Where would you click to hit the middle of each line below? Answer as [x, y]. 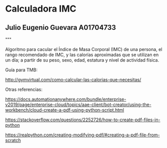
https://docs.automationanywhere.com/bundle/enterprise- [66, 99]
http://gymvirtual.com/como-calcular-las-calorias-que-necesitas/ [73, 80]
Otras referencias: [24, 89]
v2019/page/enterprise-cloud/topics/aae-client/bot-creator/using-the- [78, 105]
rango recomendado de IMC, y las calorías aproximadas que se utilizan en [82, 55]
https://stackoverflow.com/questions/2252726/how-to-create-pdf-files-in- [83, 120]
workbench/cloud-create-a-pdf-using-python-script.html [65, 110]
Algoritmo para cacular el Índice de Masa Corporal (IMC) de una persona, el [84, 49]
